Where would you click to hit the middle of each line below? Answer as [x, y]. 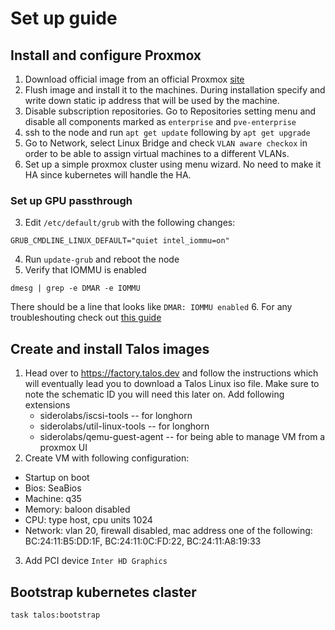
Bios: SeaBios [53, 488]
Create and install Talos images [110, 348]
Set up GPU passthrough [71, 200]
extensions [47, 405]
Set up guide [64, 18]
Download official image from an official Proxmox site [134, 79]
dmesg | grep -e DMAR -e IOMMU [75, 288]
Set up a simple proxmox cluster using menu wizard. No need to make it [173, 164]
